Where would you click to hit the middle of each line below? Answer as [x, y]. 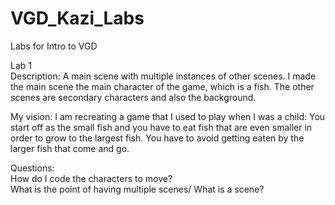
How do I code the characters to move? [91, 178]
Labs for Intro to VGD [54, 46]
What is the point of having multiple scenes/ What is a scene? [137, 189]
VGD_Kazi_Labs [77, 18]
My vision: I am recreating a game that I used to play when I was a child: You [168, 116]
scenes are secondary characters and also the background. [133, 97]
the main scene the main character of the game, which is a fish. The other [162, 86]
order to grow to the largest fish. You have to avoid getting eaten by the [157, 138]
